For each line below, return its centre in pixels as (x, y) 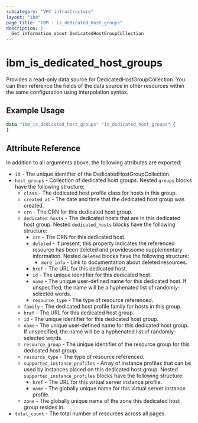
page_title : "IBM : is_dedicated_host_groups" (64, 23)
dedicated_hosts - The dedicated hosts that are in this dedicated (102, 218)
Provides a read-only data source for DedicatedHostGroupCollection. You (95, 79)
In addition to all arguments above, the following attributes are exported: (94, 163)
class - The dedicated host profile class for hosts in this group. (100, 193)
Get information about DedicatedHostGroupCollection (78, 34)
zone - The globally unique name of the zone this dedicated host (102, 401)
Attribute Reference (43, 149)
